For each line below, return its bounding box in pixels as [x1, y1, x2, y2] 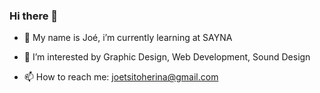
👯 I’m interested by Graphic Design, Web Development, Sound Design [23, 51, 311, 63]
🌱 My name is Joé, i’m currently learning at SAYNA [23, 32, 233, 44]
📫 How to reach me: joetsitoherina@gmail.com [23, 71, 219, 83]
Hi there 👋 [9, 9, 59, 23]
